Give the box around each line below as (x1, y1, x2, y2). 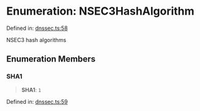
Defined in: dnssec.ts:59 (6, 98, 69, 105)
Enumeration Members (6, 54, 96, 65)
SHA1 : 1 (21, 86, 42, 93)
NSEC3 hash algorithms (6, 36, 67, 43)
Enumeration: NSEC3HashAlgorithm (6, 4, 194, 18)
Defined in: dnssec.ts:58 (6, 24, 69, 32)
